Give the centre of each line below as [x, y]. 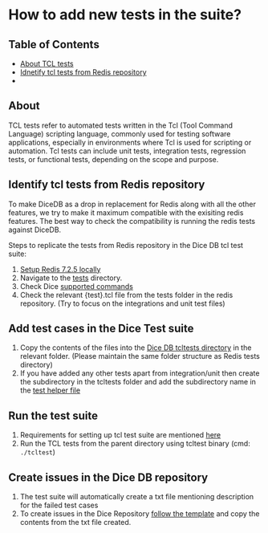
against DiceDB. [35, 230]
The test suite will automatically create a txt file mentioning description [137, 497]
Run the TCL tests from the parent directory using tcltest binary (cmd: [135, 444]
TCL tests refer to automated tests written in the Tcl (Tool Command [121, 125]
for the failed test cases [59, 505]
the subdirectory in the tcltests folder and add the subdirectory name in [138, 382]
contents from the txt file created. [75, 523]
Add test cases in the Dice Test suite [101, 329]
